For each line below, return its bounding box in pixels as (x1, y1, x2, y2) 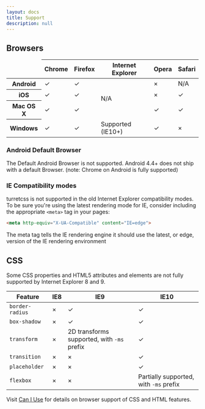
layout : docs (6, 9, 40, 15)
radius (9, 309, 29, 315)
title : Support (6, 15, 45, 21)
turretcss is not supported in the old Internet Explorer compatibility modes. (6, 195, 194, 202)
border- (9, 303, 32, 309)
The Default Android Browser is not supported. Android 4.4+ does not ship (6, 160, 194, 167)
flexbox (9, 377, 32, 384)
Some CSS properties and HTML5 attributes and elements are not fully (6, 271, 184, 279)
